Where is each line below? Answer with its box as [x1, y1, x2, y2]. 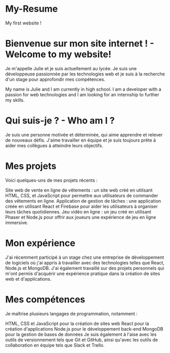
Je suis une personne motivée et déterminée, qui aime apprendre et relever [5, 131, 163, 138]
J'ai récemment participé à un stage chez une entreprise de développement [5, 254, 164, 260]
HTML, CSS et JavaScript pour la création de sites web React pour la [5, 320, 149, 327]
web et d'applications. [5, 276, 52, 282]
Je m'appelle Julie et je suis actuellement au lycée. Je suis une [5, 65, 137, 71]
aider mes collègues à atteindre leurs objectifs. [5, 142, 104, 148]
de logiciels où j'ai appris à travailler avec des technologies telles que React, [5, 259, 165, 265]
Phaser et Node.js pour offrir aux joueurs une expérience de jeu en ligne [5, 214, 156, 220]
